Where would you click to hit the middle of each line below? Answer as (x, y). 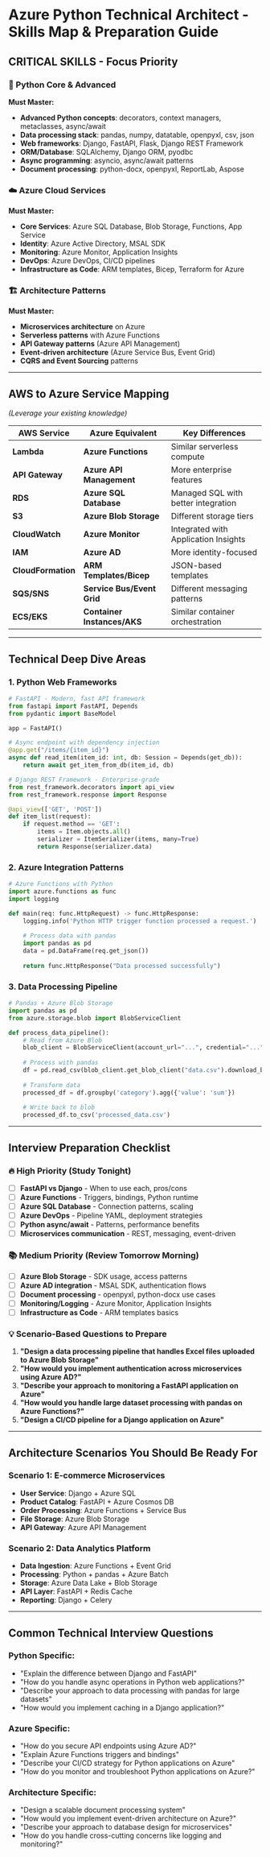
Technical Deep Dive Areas (77, 659)
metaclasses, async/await (63, 126)
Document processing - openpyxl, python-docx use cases (118, 1294)
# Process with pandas (61, 1063)
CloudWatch (37, 535)
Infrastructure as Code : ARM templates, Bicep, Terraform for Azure (132, 269)
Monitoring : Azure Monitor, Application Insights (99, 252)
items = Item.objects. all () (84, 832)
